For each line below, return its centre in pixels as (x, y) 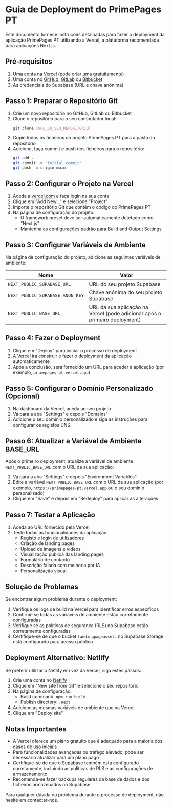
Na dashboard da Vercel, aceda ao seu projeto (62, 409)
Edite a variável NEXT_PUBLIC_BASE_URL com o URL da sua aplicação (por (88, 482)
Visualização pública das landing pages (62, 554)
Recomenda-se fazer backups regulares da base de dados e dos (81, 779)
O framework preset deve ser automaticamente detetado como (87, 218)
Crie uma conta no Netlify (40, 680)
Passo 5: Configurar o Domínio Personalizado (79, 388)
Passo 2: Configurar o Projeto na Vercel (69, 184)
